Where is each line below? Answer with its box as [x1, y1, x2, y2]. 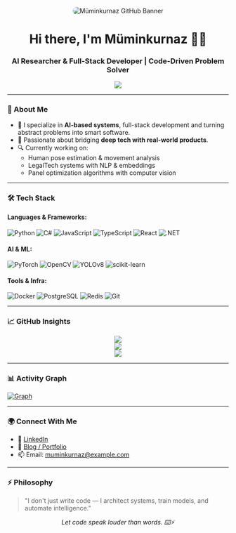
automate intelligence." [24, 504, 91, 512]
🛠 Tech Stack [7, 193, 55, 203]
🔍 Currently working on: [17, 143, 89, 152]
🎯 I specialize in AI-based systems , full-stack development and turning [17, 120, 225, 129]
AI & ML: [7, 244, 33, 253]
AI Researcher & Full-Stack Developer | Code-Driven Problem [11, 56, 225, 66]
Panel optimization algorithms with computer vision [27, 169, 177, 177]
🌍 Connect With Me [7, 416, 77, 426]
